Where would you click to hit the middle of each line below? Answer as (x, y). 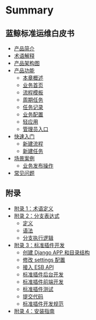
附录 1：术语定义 (33, 208)
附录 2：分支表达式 (37, 216)
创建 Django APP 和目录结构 (56, 252)
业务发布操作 (38, 166)
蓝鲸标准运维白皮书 (40, 33)
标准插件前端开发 (43, 281)
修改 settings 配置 (44, 260)
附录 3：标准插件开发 (39, 245)
